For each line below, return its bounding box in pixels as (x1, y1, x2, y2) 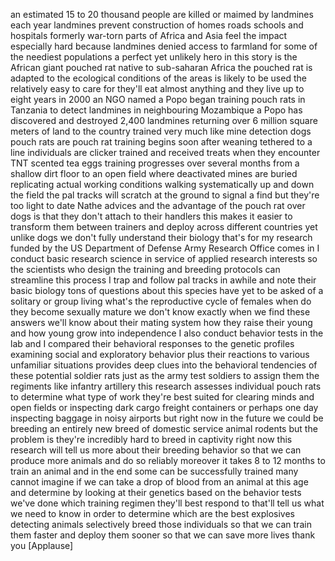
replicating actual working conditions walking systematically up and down (10, 179, 315, 190)
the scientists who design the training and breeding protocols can (10, 264, 281, 275)
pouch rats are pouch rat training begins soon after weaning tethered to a (10, 136, 313, 148)
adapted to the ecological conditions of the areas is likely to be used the (10, 72, 307, 84)
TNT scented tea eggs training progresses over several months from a (10, 157, 300, 169)
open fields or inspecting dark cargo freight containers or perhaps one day (10, 402, 319, 413)
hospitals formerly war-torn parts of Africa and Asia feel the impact (10, 30, 288, 41)
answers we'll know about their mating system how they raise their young (10, 317, 313, 328)
